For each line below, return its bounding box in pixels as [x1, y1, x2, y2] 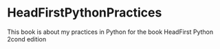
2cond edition [7, 35, 47, 43]
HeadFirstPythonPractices [7, 5, 162, 21]
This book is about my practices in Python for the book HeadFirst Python [7, 28, 214, 36]
